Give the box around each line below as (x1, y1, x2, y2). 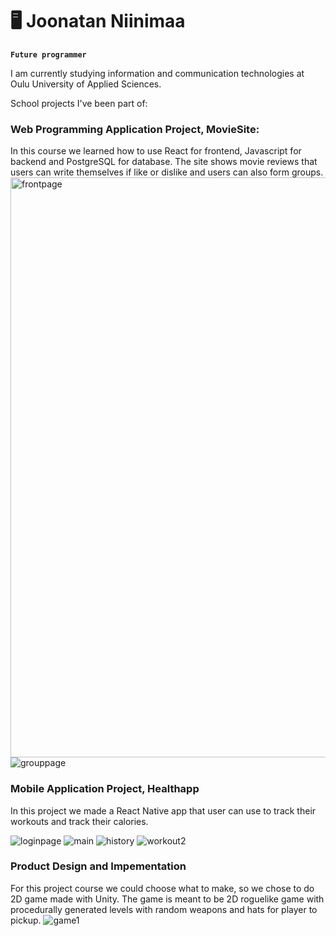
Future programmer (10, 49, 87, 60)
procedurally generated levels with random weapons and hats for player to (10, 903, 318, 915)
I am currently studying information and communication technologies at (10, 67, 305, 79)
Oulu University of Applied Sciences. (10, 78, 162, 90)
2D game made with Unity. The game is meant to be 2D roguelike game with (10, 893, 325, 905)
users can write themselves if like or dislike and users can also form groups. (10, 166, 324, 178)
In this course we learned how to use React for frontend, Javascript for (10, 145, 302, 157)
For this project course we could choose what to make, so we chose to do (10, 882, 315, 894)
